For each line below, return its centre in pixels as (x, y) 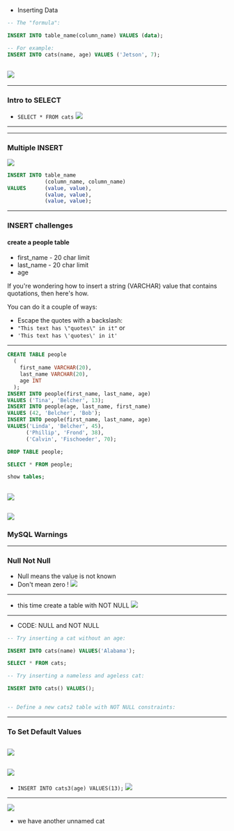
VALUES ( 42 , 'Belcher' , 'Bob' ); (54, 413)
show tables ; (26, 477)
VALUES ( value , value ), (49, 188)
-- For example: (31, 48)
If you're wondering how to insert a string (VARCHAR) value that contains (112, 286)
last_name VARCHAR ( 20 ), (54, 374)
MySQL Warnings (38, 534)
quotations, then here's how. (48, 293)
